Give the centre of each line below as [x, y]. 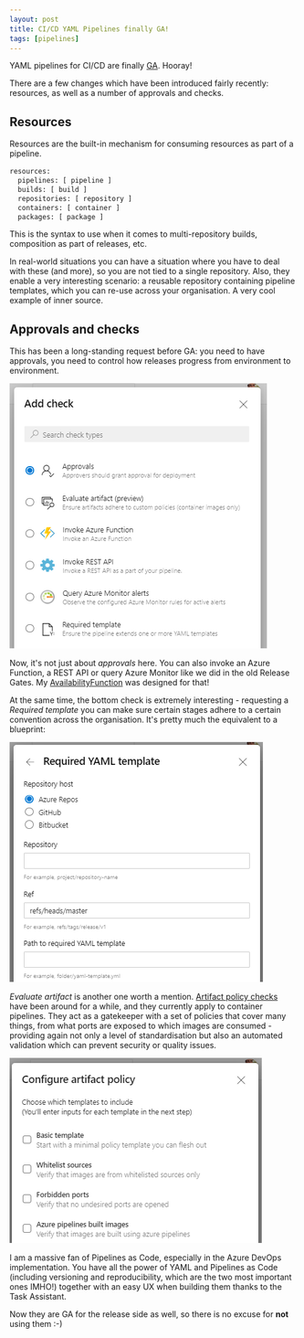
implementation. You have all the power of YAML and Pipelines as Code [144, 1267]
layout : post [34, 19]
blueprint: [27, 729]
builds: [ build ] [53, 190]
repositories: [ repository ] [75, 199]
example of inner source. [56, 301]
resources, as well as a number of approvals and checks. [117, 93]
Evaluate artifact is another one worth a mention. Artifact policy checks [144, 997]
